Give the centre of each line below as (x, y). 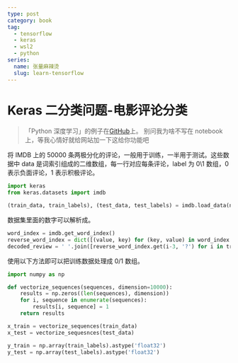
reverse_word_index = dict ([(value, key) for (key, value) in (101, 240)
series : (19, 60)
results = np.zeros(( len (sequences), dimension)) (95, 294)
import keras (27, 186)
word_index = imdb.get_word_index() (61, 234)
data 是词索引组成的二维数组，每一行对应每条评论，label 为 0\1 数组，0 (125, 164)
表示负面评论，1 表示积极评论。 (53, 173)
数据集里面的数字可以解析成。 (51, 220)
